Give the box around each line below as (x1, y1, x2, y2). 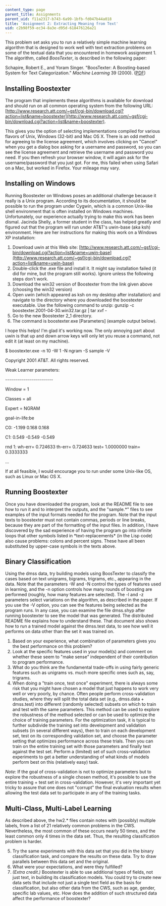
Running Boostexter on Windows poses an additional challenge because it (5, 192, 157, 198)
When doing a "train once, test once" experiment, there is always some (12, 680, 158, 686)
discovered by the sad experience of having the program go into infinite (5, 527, 152, 533)
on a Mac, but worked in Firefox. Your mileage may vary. (5, 165, 120, 171)
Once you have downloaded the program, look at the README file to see (5, 501, 154, 507)
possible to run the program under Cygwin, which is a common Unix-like (5, 203, 153, 209)
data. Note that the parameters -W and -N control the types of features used (5, 581, 161, 587)
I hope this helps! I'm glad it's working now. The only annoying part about (5, 328, 155, 334)
